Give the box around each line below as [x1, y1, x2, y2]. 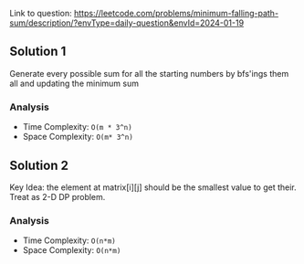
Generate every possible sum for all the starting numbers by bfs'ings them [9, 68, 289, 79]
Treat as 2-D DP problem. [9, 191, 106, 202]
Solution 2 [9, 157, 68, 173]
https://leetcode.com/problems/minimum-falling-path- [73, 8, 279, 18]
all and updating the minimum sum [9, 78, 140, 89]
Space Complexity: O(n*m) [22, 245, 121, 256]
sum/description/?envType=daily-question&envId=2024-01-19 [9, 17, 245, 28]
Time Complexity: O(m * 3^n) [22, 121, 132, 132]
